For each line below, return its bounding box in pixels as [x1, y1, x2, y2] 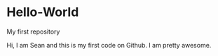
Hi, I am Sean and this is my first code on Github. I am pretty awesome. [6, 41, 212, 49]
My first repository [6, 27, 60, 36]
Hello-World [6, 4, 79, 20]
